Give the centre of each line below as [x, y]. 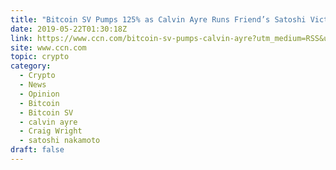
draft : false [37, 150]
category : [31, 66]
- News [33, 85]
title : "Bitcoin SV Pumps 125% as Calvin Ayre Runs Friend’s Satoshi [158, 19]
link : [21, 38]
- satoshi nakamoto [60, 141]
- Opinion [39, 94]
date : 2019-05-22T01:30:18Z [69, 29]
